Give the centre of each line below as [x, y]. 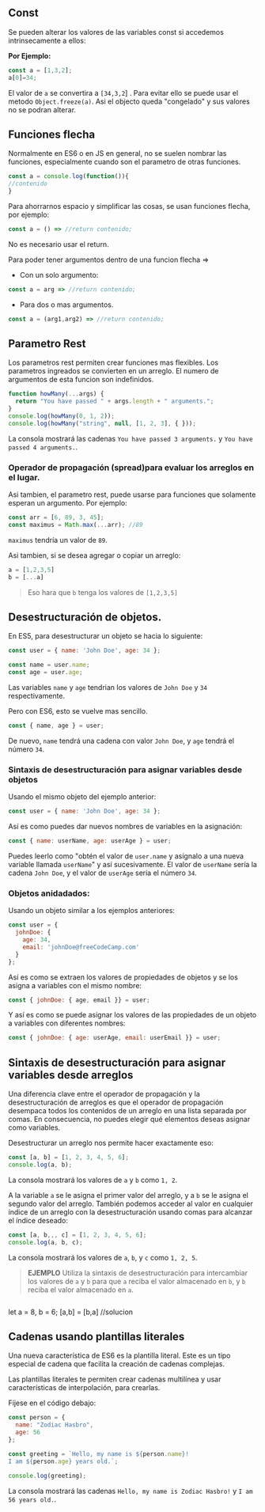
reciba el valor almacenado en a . [81, 1290]
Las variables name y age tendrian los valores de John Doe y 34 [108, 688]
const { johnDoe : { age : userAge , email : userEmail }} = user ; [115, 1038]
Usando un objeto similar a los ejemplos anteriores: [92, 911]
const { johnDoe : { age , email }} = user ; [79, 1000]
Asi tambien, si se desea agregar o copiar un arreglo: [95, 555]
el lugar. [24, 477]
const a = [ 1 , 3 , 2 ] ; [40, 70]
